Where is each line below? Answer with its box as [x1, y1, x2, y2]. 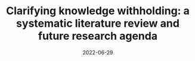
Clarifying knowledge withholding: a [5, 4, 190, 18]
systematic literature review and [16, 17, 179, 30]
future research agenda [38, 30, 157, 43]
